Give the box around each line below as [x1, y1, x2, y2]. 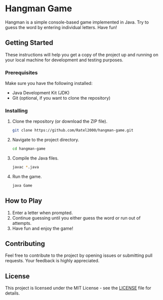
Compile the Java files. [12, 155, 59, 161]
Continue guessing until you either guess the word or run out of [12, 215, 141, 221]
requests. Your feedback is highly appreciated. [5, 258, 100, 264]
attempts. [12, 220, 32, 226]
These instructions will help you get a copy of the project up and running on [5, 52, 159, 57]
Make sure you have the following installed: [5, 81, 93, 86]
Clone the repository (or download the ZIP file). [12, 118, 108, 124]
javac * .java [12, 165, 39, 170]
